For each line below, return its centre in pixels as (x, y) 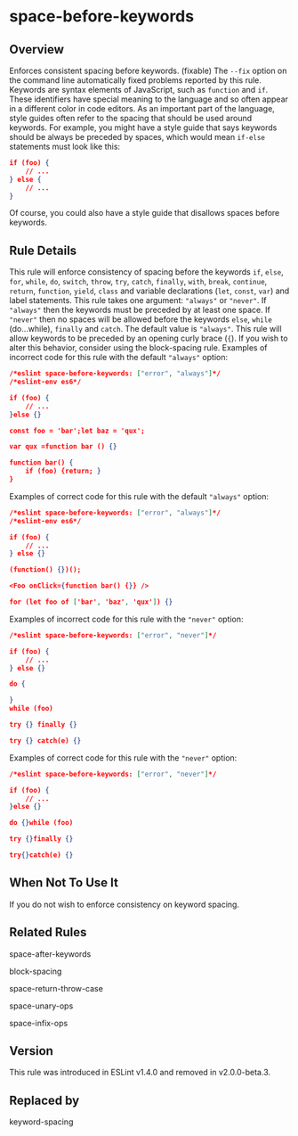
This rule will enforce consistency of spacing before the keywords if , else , (146, 272)
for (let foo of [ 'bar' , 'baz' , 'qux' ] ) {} (91, 602)
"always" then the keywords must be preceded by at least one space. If (140, 310)
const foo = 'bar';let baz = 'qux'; (77, 431)
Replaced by (44, 1100)
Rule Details (43, 250)
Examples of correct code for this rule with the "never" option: (123, 757)
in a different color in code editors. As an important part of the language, (142, 108)
